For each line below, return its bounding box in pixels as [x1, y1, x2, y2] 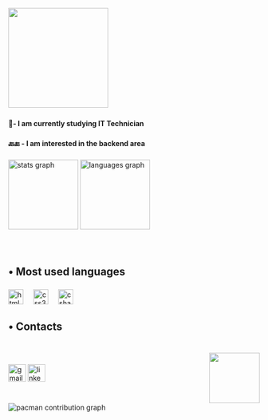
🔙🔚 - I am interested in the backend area [8, 138, 146, 148]
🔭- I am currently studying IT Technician [8, 118, 144, 128]
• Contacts [8, 320, 63, 334]
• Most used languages [8, 265, 126, 279]
